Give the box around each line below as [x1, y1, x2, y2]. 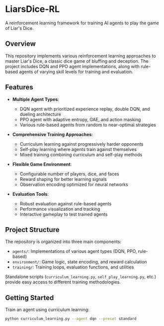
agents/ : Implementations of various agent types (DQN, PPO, [12, 248, 137, 254]
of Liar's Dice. [5, 25, 34, 31]
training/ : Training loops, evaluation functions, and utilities [12, 264, 134, 270]
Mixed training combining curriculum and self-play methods [19, 152, 143, 158]
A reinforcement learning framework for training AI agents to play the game [5, 20, 159, 26]
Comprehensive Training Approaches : [12, 131, 93, 137]
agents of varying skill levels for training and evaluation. [19, 69, 133, 75]
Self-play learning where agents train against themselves [19, 146, 137, 152]
